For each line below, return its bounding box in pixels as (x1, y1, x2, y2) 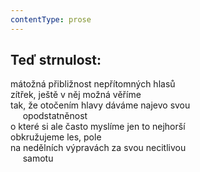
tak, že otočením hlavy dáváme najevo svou (10, 99, 191, 111)
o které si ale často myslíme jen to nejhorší (10, 121, 186, 133)
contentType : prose (10, 14, 92, 25)
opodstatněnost (22, 110, 88, 122)
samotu (22, 152, 54, 165)
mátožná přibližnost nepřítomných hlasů (10, 78, 176, 90)
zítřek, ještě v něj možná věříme (10, 89, 142, 101)
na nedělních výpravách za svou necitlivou (10, 142, 187, 154)
